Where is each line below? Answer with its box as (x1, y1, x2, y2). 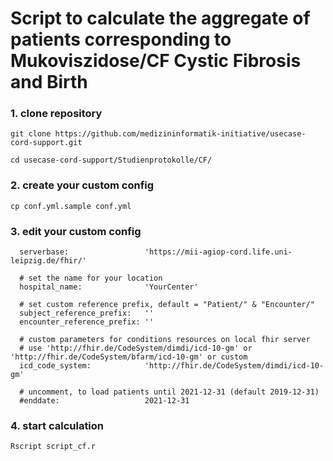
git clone (10, 129, 52, 139)
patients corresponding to (10, 28, 232, 51)
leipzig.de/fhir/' (10, 256, 87, 266)
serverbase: (19, 247, 70, 257)
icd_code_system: (19, 361, 92, 371)
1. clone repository (10, 107, 103, 121)
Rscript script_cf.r (10, 442, 97, 452)
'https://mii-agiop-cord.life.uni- (144, 247, 293, 257)
